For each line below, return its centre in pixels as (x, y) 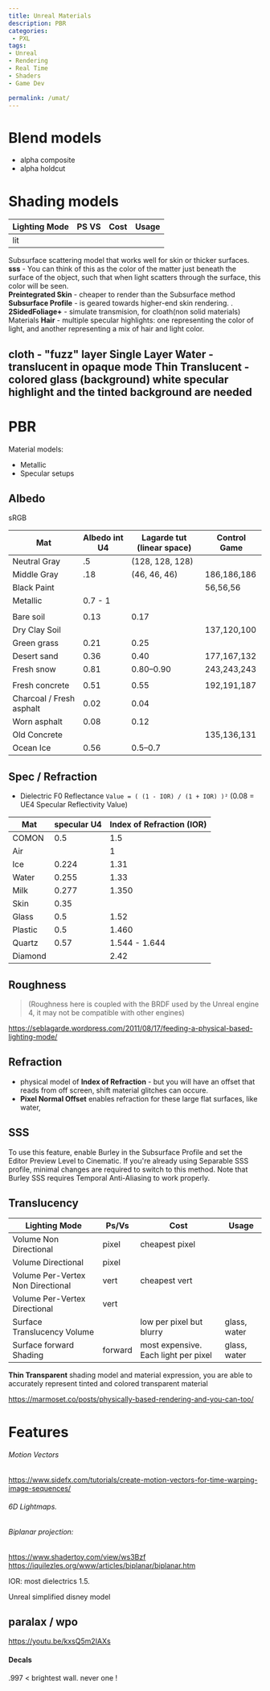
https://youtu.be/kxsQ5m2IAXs (59, 1641)
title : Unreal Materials (50, 16)
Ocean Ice (32, 748)
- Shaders (25, 76)
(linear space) (164, 548)
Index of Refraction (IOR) (158, 825)
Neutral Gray (36, 561)
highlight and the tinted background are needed (130, 392)
